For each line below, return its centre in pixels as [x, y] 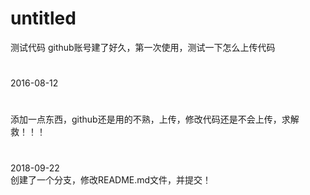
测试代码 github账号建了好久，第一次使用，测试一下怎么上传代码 [143, 47]
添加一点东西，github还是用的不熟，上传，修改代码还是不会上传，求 [150, 119]
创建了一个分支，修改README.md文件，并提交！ [111, 179]
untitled [43, 18]
